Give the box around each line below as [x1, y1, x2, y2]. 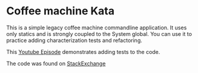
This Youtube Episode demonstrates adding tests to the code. [6, 48, 160, 55]
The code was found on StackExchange [6, 60, 106, 67]
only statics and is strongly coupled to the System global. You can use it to [6, 30, 193, 37]
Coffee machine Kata [6, 4, 115, 18]
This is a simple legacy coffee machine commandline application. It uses [6, 24, 187, 31]
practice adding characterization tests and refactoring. [6, 36, 142, 44]
